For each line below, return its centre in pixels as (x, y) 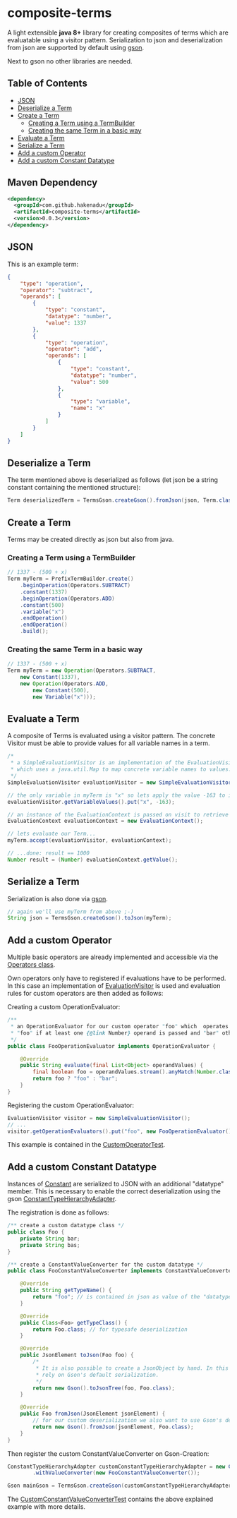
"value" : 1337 (66, 323)
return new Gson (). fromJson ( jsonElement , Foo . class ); (113, 1427)
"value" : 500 (90, 382)
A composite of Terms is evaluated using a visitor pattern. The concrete (111, 736)
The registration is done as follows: (58, 1212)
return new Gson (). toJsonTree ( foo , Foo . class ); (104, 1388)
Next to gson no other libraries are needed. (70, 61)
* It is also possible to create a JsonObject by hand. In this (132, 1368)
